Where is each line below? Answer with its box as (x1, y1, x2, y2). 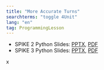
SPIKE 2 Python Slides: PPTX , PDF (14, 41, 98, 48)
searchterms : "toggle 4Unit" (6, 14, 78, 20)
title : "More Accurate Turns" (6, 8, 80, 15)
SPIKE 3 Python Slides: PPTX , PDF (14, 47, 98, 54)
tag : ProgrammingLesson (6, 24, 65, 31)
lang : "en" (6, 19, 33, 25)
